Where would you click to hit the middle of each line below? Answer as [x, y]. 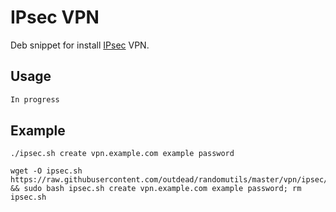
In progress [35, 99]
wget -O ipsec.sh [46, 171]
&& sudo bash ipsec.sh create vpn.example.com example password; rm [156, 189]
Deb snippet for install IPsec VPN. [80, 45]
